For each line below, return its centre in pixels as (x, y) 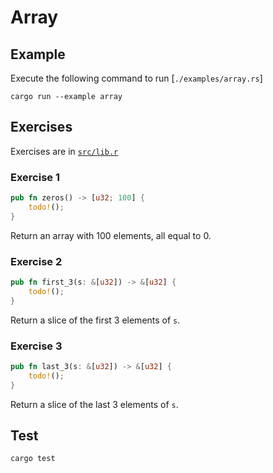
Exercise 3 (36, 346)
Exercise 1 (35, 177)
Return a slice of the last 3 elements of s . (94, 404)
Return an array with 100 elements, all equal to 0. (111, 235)
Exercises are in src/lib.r (64, 151)
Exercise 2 (36, 261)
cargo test (33, 459)
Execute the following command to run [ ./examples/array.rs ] (136, 78)
